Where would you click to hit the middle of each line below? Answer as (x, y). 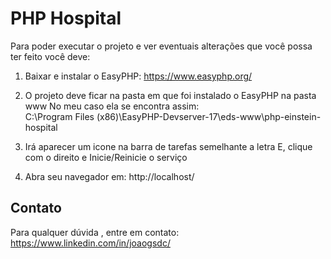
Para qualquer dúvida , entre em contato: (95, 232)
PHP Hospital (66, 18)
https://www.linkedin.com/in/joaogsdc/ (90, 243)
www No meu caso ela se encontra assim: (112, 106)
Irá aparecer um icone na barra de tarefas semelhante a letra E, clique (168, 146)
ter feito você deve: (50, 56)
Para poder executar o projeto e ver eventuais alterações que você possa (161, 46)
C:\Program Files (59, 116)
